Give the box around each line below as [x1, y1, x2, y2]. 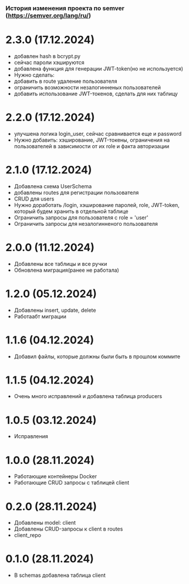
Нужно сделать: [14, 71, 55, 78]
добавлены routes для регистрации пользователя [14, 189, 139, 196]
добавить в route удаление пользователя [14, 78, 117, 85]
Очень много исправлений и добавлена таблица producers [14, 393, 163, 400]
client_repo [14, 532, 42, 539]
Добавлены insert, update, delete [14, 306, 96, 313]
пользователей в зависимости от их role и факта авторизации [14, 142, 170, 149]
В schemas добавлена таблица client [14, 572, 106, 579]
